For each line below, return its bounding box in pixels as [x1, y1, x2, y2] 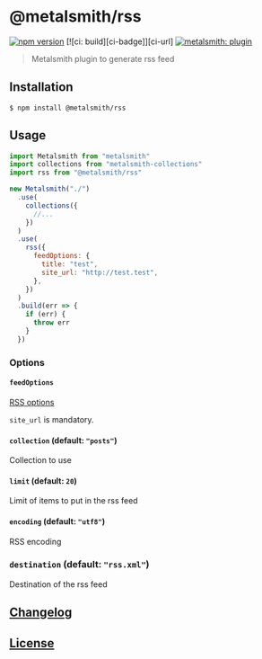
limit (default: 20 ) [9, 475, 78, 486]
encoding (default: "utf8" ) [9, 515, 106, 527]
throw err [32, 318, 70, 327]
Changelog [9, 605, 73, 620]
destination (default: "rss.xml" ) [9, 558, 150, 571]
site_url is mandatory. [9, 414, 94, 424]
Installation [9, 79, 74, 95]
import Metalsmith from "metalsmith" [9, 151, 151, 161]
